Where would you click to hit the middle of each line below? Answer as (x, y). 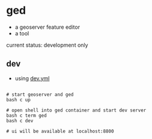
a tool (22, 33)
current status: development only (47, 45)
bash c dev (20, 120)
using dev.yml (32, 78)
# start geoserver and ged (40, 94)
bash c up (19, 99)
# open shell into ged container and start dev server (76, 110)
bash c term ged (26, 115)
